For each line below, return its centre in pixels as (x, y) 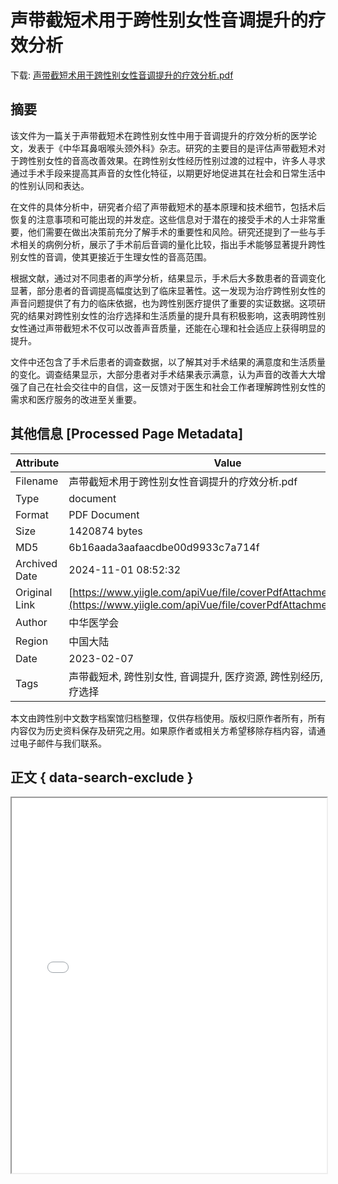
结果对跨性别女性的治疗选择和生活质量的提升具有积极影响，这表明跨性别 (176, 315)
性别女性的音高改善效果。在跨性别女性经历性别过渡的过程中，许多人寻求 (176, 160)
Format (32, 514)
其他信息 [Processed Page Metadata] (127, 434)
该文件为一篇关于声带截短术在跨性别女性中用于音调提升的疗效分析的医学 (159, 135)
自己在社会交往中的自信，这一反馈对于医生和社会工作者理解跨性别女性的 (176, 387)
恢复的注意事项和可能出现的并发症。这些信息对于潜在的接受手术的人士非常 (163, 219)
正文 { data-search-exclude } (102, 777)
